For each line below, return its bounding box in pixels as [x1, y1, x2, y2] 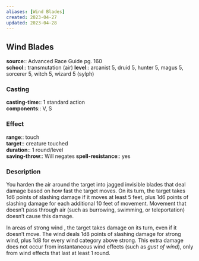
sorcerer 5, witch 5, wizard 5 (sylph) [6, 70, 94, 77]
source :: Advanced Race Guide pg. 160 [6, 58, 103, 65]
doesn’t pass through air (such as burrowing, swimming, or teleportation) [6, 206, 185, 213]
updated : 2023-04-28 [6, 20, 58, 26]
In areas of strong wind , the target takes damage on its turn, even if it [6, 224, 177, 231]
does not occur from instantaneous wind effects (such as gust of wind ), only [6, 243, 194, 250]
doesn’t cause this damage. [6, 213, 74, 220]
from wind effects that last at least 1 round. [6, 250, 111, 257]
